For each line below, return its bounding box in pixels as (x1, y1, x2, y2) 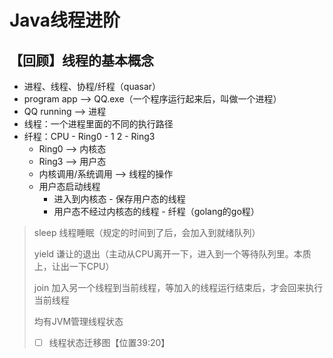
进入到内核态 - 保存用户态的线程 (53, 193, 186, 205)
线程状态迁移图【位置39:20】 (48, 337, 171, 348)
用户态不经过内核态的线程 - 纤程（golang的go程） (53, 206, 260, 217)
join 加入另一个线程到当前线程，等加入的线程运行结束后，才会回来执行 (33, 282, 324, 293)
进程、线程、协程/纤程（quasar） (23, 81, 162, 92)
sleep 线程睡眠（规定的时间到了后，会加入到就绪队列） (33, 227, 261, 238)
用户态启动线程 (38, 181, 101, 192)
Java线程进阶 (9, 9, 121, 32)
